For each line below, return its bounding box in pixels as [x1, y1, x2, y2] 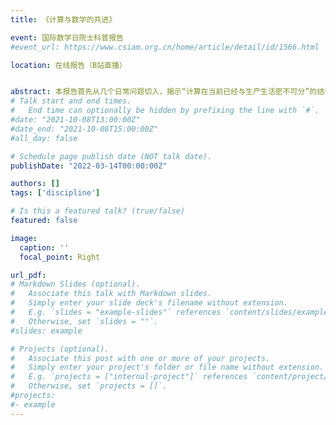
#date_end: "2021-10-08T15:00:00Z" [10, 124, 159, 134]
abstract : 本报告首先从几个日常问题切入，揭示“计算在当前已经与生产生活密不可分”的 [10, 87, 318, 97]
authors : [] [10, 179, 60, 189]
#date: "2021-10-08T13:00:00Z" [10, 115, 141, 125]
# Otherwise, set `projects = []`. [10, 381, 168, 391]
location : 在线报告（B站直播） [10, 60, 127, 70]
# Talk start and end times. [10, 96, 132, 106]
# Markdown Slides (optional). [10, 279, 141, 290]
